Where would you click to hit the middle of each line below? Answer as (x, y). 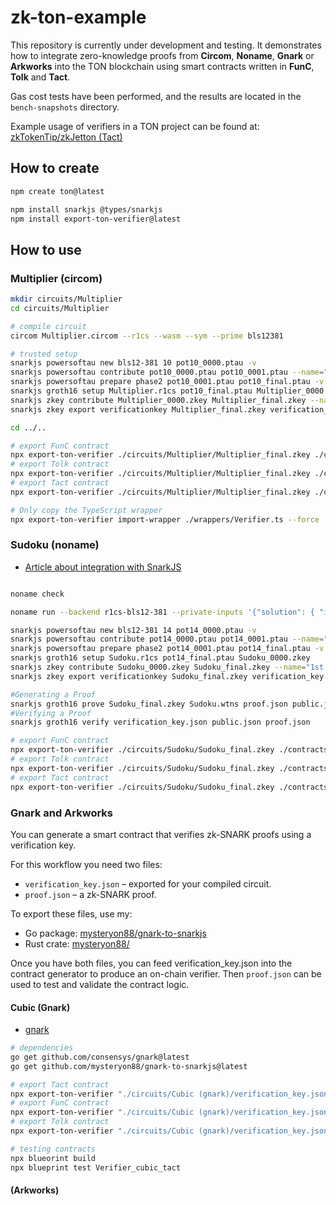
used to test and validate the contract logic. (100, 984)
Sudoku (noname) (55, 545)
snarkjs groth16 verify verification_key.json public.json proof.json (160, 722)
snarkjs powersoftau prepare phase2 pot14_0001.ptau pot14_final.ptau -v (167, 649)
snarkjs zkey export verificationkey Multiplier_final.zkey (138, 409)
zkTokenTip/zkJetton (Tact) (66, 137)
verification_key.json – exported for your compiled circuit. (148, 883)
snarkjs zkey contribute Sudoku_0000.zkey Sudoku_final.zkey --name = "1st (167, 667)
